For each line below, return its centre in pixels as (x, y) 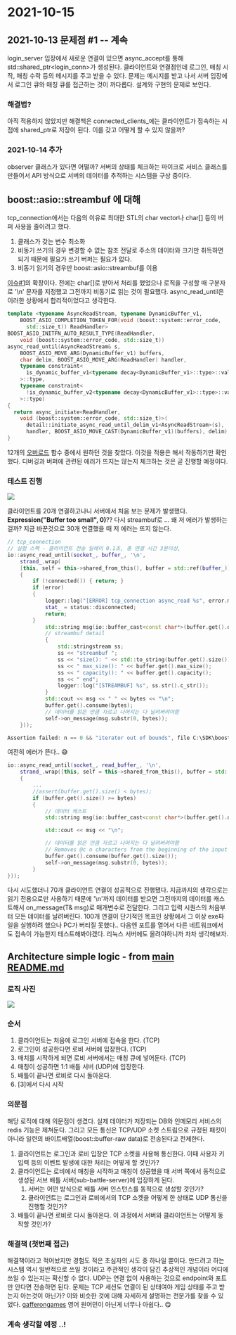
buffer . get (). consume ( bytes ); (89, 705)
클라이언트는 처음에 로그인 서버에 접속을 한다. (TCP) (88, 1040)
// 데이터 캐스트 (66, 811)
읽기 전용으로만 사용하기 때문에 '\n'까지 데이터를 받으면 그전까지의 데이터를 (110, 899)
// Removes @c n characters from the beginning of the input (136, 850)
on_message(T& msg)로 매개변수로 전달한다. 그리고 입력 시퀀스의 (116, 907)
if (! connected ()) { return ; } (78, 581)
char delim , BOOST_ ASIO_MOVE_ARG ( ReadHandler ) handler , (104, 359)
